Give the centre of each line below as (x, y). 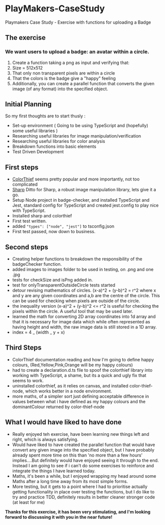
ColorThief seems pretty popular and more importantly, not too (76, 179)
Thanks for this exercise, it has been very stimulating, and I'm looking (78, 512)
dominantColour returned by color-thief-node (58, 407)
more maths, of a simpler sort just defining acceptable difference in (81, 396)
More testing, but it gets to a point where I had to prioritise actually (80, 487)
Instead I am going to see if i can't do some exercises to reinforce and (83, 465)
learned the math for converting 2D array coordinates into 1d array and (84, 316)
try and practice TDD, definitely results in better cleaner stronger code (83, 497)
